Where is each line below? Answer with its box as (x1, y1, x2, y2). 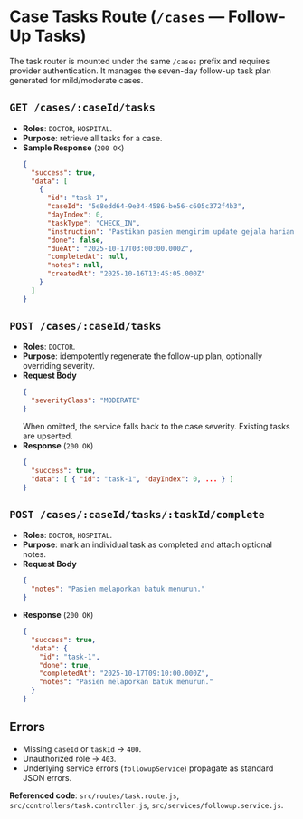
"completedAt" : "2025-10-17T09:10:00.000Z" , (39, 669, 210, 679)
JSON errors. (22, 772, 72, 783)
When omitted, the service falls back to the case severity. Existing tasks (22, 421, 291, 432)
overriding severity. (22, 361, 95, 371)
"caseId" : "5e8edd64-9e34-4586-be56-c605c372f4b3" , (46, 202, 246, 211)
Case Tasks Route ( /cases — (9, 6, 225, 27)
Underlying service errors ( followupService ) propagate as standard (22, 763, 274, 774)
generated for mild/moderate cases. (9, 74, 144, 85)
